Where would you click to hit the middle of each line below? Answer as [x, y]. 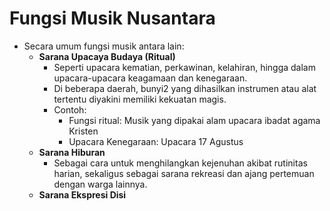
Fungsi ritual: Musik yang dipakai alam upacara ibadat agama [194, 120]
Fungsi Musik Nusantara [112, 18]
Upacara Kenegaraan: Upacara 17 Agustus [156, 141]
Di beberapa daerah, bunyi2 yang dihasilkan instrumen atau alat [185, 88]
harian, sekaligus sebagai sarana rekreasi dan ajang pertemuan [184, 173]
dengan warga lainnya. [100, 184]
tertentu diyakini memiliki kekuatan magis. [140, 99]
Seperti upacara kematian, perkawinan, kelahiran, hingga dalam [184, 67]
